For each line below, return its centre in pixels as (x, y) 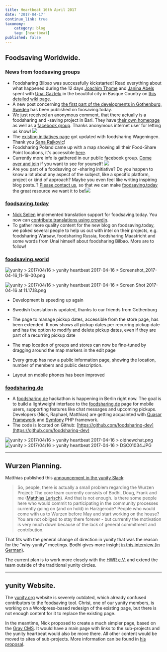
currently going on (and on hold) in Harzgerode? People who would (86, 509)
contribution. (30, 530)
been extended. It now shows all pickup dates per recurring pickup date (86, 325)
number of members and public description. (57, 365)
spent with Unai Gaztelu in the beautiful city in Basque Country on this (84, 93)
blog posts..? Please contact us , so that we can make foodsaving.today (85, 185)
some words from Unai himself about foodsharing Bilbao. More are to (83, 241)
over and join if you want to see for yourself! (58, 164)
